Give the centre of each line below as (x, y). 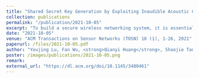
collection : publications (38, 17)
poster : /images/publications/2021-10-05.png (63, 55)
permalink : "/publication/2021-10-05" (54, 22)
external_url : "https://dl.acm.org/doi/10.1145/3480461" (78, 66)
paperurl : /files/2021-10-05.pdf (47, 45)
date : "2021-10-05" (30, 33)
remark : (16, 60)
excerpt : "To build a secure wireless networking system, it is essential (100, 28)
